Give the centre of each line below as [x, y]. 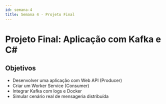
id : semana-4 [19, 10]
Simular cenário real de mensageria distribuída [60, 96]
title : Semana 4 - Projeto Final [40, 14]
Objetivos [20, 68]
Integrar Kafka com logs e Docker [47, 91]
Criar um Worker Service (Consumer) [51, 85]
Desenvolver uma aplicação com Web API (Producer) [67, 80]
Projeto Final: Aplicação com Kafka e [83, 39]
